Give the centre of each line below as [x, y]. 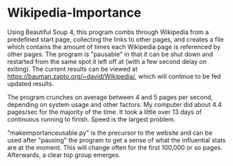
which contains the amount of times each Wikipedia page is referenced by [114, 47]
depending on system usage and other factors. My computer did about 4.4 [114, 104]
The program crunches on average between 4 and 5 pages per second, [110, 97]
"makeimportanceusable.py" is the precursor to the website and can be [110, 133]
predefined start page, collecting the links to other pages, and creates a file [116, 39]
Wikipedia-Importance [74, 13]
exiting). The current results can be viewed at [73, 69]
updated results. [31, 83]
